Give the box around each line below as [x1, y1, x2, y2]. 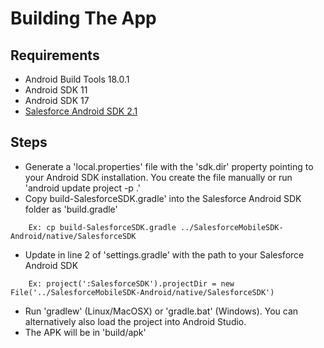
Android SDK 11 [24, 84, 88, 96]
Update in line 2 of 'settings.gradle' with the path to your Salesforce [24, 248, 305, 261]
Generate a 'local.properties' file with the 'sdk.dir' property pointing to [24, 160, 314, 172]
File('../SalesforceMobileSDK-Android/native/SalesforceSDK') [10, 287, 275, 297]
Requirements [10, 47, 100, 64]
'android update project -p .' [24, 182, 141, 194]
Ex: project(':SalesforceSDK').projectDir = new [28, 278, 235, 289]
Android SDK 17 [24, 95, 90, 106]
